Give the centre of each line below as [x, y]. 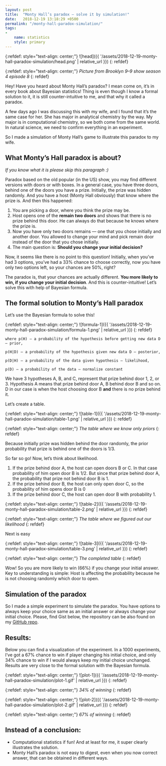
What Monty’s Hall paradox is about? [63, 158]
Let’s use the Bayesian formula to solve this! [50, 315]
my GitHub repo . [22, 622]
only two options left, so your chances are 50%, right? [60, 267]
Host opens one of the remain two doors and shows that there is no [82, 215]
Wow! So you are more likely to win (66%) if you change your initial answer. [82, 568]
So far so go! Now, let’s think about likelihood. [52, 459]
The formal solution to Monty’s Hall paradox [74, 303]
